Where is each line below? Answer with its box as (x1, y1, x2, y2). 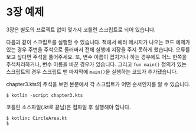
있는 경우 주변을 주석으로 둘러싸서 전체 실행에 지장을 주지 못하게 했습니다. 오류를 (6, 45, 191, 53)
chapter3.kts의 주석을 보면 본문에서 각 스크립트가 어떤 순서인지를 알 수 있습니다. (6, 80, 191, 87)
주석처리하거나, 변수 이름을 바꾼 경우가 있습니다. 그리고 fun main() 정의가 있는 (6, 60, 187, 68)
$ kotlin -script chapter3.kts (6, 92, 83, 98)
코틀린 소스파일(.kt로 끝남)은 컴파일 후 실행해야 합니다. (6, 103, 131, 110)
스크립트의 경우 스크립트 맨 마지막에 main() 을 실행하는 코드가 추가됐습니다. (6, 68, 178, 75)
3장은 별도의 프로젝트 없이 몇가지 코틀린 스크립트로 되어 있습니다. (6, 26, 156, 33)
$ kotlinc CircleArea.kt (6, 115, 67, 121)
